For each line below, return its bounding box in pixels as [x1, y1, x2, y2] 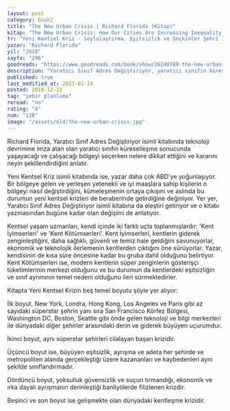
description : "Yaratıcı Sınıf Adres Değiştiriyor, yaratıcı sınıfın [7, 67, 207, 74]
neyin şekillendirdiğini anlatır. [7, 159, 89, 167]
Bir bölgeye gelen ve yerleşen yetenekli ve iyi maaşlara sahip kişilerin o [7, 179, 207, 188]
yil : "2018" [7, 49, 41, 55]
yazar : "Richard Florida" [7, 42, 81, 49]
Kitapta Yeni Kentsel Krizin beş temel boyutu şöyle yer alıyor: [7, 286, 178, 295]
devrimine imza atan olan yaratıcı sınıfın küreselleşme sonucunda [7, 145, 191, 153]
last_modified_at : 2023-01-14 [7, 80, 94, 87]
